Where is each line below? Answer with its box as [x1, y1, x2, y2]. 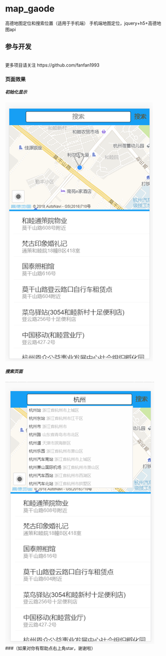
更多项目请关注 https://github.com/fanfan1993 [5, 62, 100, 68]
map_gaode [5, 3, 55, 14]
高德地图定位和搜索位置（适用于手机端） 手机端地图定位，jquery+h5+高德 [5, 20, 157, 26]
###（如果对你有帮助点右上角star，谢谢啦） [5, 645, 96, 651]
